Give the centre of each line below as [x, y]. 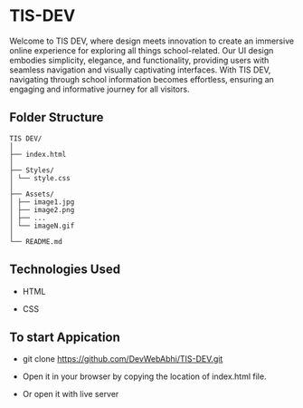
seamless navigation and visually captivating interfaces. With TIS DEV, [140, 70]
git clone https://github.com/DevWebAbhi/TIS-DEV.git [123, 359]
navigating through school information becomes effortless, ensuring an [142, 79]
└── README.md [36, 241]
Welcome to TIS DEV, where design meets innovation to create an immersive [152, 41]
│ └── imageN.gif [42, 226]
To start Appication [65, 337]
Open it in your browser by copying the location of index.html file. [144, 376]
